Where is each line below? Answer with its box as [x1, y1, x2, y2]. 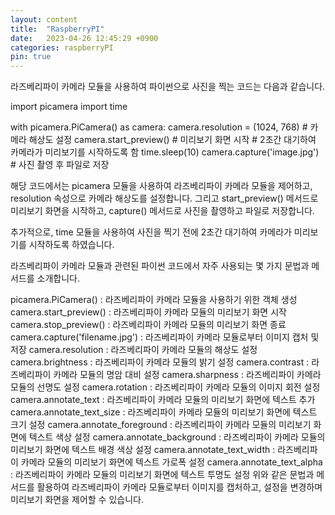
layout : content [10, 14, 78, 25]
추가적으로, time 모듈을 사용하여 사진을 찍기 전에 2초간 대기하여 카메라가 [10, 226, 292, 238]
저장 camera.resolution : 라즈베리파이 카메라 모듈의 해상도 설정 [10, 344, 258, 356]
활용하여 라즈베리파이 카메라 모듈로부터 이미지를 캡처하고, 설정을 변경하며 [36, 481, 323, 493]
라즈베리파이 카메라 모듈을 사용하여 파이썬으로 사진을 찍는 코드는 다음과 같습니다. [10, 81, 326, 93]
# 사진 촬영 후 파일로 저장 [10, 159, 110, 171]
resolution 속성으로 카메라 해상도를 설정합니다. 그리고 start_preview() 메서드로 [10, 192, 319, 205]
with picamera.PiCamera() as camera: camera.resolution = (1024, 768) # [10, 121, 308, 133]
